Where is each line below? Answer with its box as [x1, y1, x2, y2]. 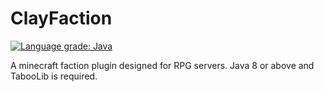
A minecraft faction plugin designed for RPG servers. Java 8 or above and [10, 59, 315, 71]
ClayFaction [10, 7, 113, 30]
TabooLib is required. [10, 70, 98, 82]
